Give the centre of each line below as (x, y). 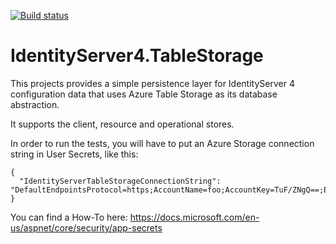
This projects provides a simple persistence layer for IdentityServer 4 (152, 83)
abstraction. (35, 104)
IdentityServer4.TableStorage (137, 56)
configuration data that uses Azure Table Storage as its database (144, 94)
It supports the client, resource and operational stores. (122, 124)
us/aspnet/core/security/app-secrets (86, 227)
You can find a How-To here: (69, 217)
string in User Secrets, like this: (74, 154)
